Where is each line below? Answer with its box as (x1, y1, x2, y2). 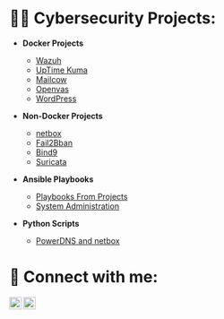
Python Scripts (22, 218, 80, 228)
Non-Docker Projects (22, 110, 103, 121)
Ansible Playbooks (22, 174, 94, 185)
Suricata (35, 156, 67, 167)
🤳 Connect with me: (9, 267, 159, 288)
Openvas (35, 83, 70, 94)
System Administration (35, 201, 119, 211)
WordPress (35, 93, 77, 104)
